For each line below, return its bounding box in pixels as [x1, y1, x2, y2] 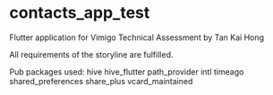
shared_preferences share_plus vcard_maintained [9, 75, 193, 86]
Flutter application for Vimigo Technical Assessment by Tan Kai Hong [9, 32, 265, 43]
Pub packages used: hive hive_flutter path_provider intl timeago [9, 66, 244, 77]
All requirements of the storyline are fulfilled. [9, 49, 174, 59]
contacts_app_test [9, 3, 150, 23]
